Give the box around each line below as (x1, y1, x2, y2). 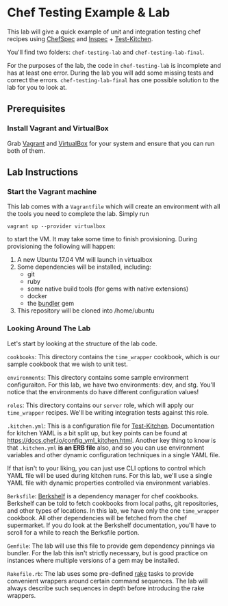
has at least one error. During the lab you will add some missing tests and (7, 69, 214, 77)
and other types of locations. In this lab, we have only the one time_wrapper (7, 506, 220, 515)
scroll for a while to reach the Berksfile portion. (7, 528, 140, 536)
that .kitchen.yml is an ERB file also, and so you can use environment (7, 444, 205, 452)
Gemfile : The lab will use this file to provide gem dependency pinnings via (7, 542, 216, 550)
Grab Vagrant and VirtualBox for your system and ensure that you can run (7, 139, 215, 147)
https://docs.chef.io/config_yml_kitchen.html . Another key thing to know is (7, 436, 216, 444)
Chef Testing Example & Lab (7, 5, 170, 21)
